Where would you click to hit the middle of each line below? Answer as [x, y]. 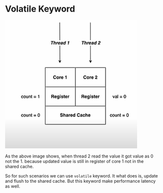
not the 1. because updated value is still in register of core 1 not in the [74, 161]
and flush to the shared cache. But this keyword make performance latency [80, 181]
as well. [13, 186]
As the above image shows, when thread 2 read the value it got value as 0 [79, 156]
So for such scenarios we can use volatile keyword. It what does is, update [81, 175]
